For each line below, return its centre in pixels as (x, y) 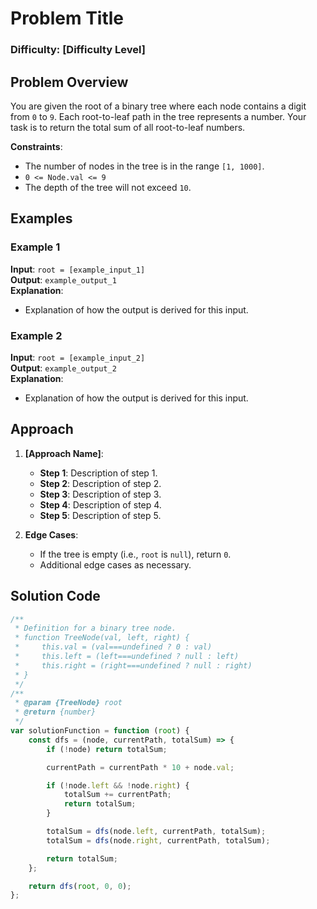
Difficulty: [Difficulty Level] (78, 50)
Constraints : (36, 146)
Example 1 (35, 247)
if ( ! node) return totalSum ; (107, 749)
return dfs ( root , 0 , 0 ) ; (80, 886)
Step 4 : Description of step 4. (100, 504)
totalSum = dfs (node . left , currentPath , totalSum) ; (156, 832)
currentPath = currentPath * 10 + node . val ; (140, 767)
